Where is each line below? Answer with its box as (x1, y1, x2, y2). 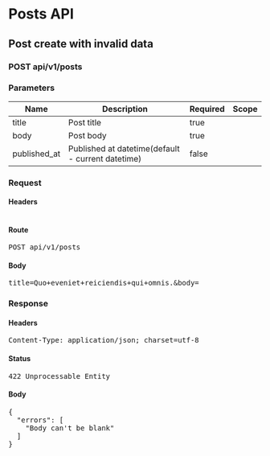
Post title (67, 117, 102, 128)
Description (101, 103, 149, 114)
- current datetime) (67, 153, 142, 164)
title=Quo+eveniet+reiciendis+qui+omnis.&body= (8, 278, 199, 288)
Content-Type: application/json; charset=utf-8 (8, 335, 199, 345)
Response (8, 298, 48, 310)
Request (8, 177, 42, 188)
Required (189, 103, 225, 114)
